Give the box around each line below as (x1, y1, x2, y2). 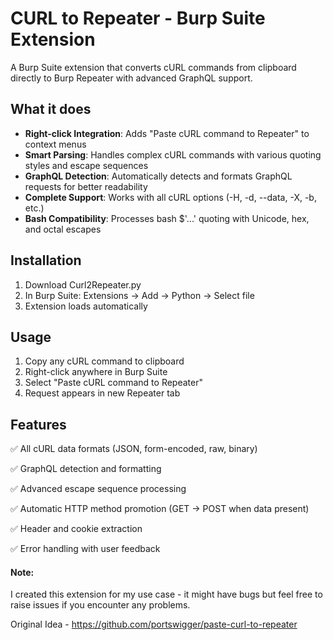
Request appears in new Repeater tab (24, 387, 181, 399)
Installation (10, 252, 82, 269)
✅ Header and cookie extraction (10, 523, 143, 535)
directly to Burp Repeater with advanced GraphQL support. (10, 72, 253, 84)
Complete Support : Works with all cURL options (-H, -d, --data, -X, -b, (24, 191, 317, 203)
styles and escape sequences (24, 159, 149, 171)
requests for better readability (24, 180, 148, 192)
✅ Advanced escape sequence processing (10, 483, 187, 495)
